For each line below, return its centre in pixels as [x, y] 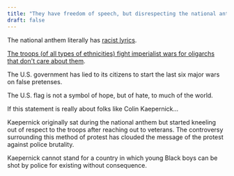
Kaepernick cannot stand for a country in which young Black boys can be [112, 158]
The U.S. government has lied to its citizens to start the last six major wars [114, 74]
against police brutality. [41, 144]
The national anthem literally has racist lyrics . [72, 40]
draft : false [26, 20]
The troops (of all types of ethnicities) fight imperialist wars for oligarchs [111, 54]
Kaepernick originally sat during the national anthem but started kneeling [112, 122]
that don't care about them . [46, 61]
